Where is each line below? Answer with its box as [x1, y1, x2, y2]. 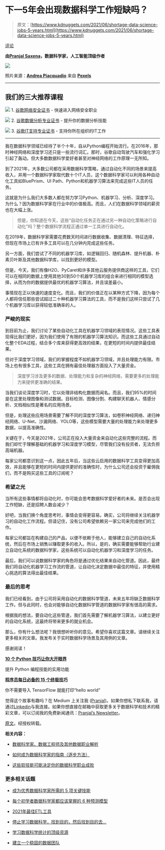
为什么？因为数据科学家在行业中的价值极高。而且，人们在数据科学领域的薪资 [5, 200, 160, 206]
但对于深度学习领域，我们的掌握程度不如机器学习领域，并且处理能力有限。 [5, 357, 156, 363]
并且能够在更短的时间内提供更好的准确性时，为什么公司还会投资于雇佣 [13, 464, 156, 470]
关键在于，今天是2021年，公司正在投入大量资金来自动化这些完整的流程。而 [5, 435, 157, 441]
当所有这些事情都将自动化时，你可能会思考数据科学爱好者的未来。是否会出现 [5, 496, 160, 502]
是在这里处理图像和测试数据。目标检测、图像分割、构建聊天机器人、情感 [5, 396, 151, 402]
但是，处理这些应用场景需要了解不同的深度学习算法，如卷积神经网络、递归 [5, 412, 156, 418]
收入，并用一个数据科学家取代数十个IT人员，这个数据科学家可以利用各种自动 [5, 171, 160, 177]
